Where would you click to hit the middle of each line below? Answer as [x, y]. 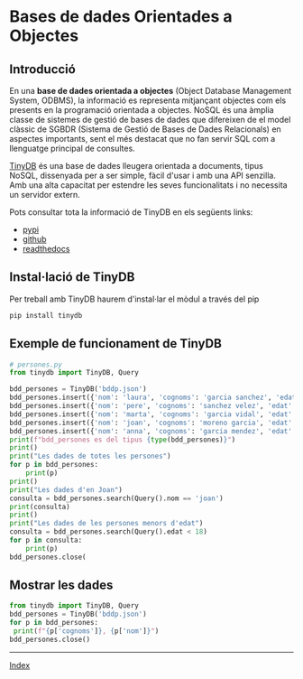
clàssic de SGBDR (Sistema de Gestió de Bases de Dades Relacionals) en [145, 129]
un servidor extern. [45, 195]
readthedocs [46, 249]
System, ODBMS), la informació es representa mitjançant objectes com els [148, 100]
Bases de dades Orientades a [121, 17]
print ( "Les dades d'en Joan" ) [66, 489]
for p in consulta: [46, 540]
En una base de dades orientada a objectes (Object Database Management [151, 91]
